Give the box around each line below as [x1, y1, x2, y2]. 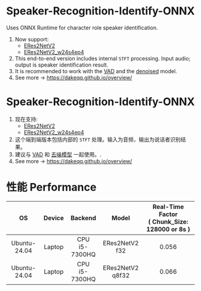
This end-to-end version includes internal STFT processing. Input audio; [14, 55, 191, 62]
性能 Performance [6, 181, 97, 194]
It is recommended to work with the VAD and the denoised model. [14, 67, 178, 74]
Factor [159, 210, 178, 218]
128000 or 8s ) [146, 225, 190, 233]
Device [44, 214, 64, 222]
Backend [71, 214, 96, 222]
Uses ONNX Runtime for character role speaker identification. [6, 24, 159, 31]
